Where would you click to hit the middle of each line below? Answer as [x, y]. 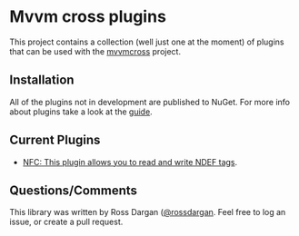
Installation [42, 80]
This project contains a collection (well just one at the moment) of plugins [147, 42]
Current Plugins [55, 140]
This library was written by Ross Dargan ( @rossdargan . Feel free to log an [148, 212]
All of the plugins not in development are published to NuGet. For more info [150, 102]
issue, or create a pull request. [66, 222]
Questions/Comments [74, 190]
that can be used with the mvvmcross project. [95, 51]
